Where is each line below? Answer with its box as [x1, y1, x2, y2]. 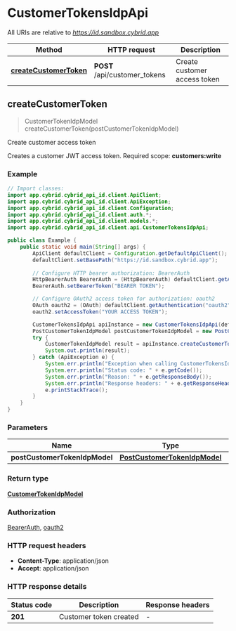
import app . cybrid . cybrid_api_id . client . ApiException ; [7, 198, 171, 205]
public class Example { [7, 237, 77, 244]
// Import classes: [7, 185, 65, 193]
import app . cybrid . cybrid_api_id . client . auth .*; [7, 211, 152, 219]
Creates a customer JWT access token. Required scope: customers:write [7, 151, 222, 160]
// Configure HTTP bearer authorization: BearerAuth [32, 269, 190, 277]
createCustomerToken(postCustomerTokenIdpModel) [24, 124, 179, 133]
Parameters [7, 422, 48, 432]
